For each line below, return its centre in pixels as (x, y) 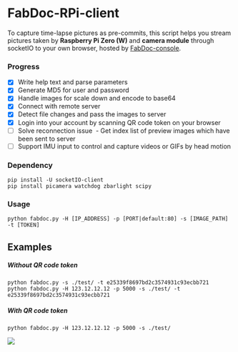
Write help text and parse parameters (73, 82)
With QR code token (38, 311)
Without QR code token (43, 265)
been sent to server (47, 139)
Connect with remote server (59, 106)
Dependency (30, 165)
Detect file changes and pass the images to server (92, 114)
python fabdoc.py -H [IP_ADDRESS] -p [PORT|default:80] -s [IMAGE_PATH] (118, 219)
